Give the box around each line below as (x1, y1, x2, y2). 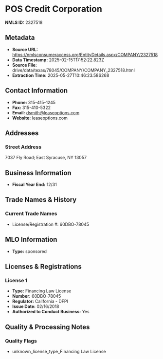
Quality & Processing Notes (5, 323, 90, 331)
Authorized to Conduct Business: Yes (12, 309, 90, 315)
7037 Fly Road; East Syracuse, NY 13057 (5, 155, 87, 161)
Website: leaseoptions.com (12, 115, 68, 121)
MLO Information (5, 235, 57, 244)
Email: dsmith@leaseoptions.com (12, 109, 80, 115)
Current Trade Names (5, 210, 57, 217)
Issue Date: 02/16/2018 (12, 304, 59, 309)
